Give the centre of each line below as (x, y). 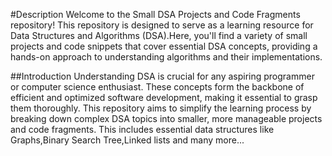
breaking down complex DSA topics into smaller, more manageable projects (166, 118)
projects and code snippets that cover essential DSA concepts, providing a (164, 46)
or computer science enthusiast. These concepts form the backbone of (157, 87)
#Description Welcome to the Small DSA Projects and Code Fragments (155, 14)
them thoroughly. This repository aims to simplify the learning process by (161, 108)
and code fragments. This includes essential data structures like (142, 129)
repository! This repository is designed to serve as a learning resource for (162, 25)
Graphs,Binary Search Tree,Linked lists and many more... (127, 140)
